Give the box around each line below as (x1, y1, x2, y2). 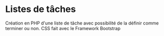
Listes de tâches (5, 3, 76, 15)
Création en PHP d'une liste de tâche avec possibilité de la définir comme (5, 20, 159, 26)
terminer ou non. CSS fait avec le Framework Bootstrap (5, 25, 121, 31)
